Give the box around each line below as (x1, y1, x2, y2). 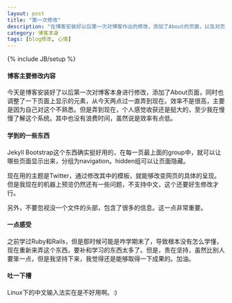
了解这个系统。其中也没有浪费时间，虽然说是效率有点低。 (12, 114, 177, 122)
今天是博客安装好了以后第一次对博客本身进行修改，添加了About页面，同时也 (7, 88, 224, 97)
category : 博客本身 (7, 29, 59, 37)
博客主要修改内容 (7, 71, 56, 80)
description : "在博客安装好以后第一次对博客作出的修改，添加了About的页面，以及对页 (7, 23, 226, 30)
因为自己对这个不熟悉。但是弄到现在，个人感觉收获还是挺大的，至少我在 (12, 105, 219, 114)
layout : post (7, 10, 45, 17)
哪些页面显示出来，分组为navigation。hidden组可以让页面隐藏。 (7, 156, 190, 165)
